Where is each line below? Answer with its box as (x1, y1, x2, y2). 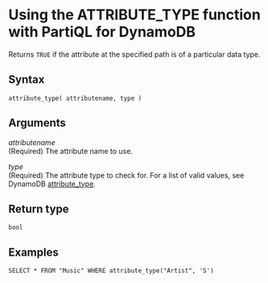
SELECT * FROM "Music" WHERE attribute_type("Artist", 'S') (8, 267, 215, 275)
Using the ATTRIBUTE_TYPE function (8, 6, 262, 24)
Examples (8, 245, 59, 259)
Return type (8, 202, 70, 215)
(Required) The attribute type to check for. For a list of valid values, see (8, 170, 245, 180)
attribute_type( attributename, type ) (8, 94, 142, 102)
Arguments (8, 116, 67, 130)
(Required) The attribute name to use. (8, 146, 133, 156)
